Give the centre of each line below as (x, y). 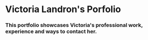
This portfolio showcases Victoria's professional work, (74, 25)
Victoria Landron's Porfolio (63, 9)
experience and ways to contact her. (51, 31)
